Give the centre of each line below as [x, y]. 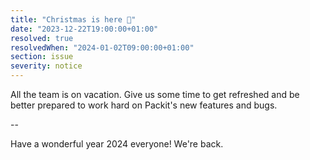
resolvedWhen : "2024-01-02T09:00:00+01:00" [102, 47]
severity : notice [46, 66]
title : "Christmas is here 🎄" [73, 19]
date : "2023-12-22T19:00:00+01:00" [84, 29]
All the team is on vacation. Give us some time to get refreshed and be [155, 94]
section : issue [42, 57]
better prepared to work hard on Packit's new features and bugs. [144, 105]
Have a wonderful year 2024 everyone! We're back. [117, 144]
